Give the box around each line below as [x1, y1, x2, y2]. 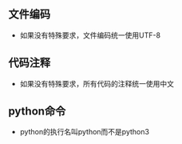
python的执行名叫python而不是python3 [19, 127, 150, 137]
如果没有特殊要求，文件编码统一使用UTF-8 [19, 30, 161, 40]
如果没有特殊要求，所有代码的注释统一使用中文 [19, 78, 174, 88]
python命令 [8, 105, 66, 118]
